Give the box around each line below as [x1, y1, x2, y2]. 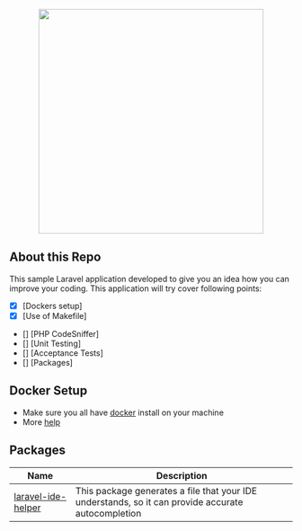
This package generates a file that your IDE [75, 484, 258, 497]
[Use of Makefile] [22, 310, 87, 321]
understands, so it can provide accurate [75, 495, 244, 508]
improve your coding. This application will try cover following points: [9, 283, 262, 294]
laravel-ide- [13, 490, 67, 502]
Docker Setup [9, 383, 88, 399]
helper [13, 501, 41, 514]
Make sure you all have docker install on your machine [22, 407, 225, 418]
